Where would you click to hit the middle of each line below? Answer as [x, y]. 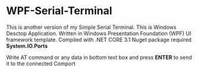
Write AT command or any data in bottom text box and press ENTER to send [99, 57]
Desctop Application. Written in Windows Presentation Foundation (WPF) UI [99, 33]
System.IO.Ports [27, 46]
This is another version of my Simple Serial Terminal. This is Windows [91, 27]
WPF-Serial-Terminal [59, 11]
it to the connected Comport [41, 64]
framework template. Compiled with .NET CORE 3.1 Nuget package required [99, 39]
